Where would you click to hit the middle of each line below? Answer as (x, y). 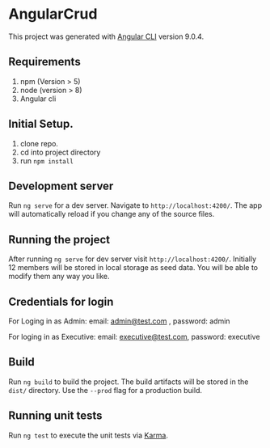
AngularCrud (53, 14)
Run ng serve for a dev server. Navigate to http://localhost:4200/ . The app (135, 205)
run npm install (47, 161)
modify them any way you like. (59, 277)
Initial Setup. (41, 124)
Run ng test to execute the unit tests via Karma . (88, 435)
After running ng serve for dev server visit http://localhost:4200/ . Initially (133, 259)
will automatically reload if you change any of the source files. (112, 214)
